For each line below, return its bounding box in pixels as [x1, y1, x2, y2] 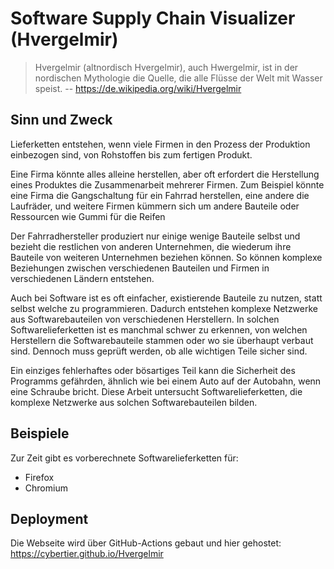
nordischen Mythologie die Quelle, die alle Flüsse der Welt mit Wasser [34, 72, 323, 84]
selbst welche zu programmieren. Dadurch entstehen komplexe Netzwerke [10, 302, 319, 314]
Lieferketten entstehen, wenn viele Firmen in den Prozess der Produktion [10, 138, 311, 150]
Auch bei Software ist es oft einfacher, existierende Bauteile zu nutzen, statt [10, 292, 323, 304]
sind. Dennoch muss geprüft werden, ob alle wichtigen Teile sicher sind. [10, 345, 308, 357]
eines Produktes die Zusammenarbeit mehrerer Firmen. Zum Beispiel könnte [10, 178, 325, 191]
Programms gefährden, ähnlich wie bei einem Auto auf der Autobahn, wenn [10, 375, 322, 387]
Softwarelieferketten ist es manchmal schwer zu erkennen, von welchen [10, 323, 308, 336]
